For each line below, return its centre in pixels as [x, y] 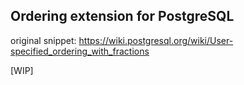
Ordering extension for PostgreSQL [122, 16]
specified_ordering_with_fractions [80, 51]
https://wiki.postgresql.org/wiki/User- [156, 40]
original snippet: [43, 40]
